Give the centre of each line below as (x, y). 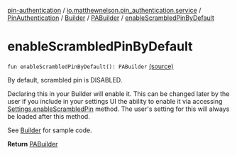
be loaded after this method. (49, 116)
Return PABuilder (33, 144)
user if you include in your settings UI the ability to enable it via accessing (115, 101)
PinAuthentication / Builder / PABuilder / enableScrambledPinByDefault (111, 18)
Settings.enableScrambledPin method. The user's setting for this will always (118, 109)
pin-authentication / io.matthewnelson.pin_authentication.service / (104, 10)
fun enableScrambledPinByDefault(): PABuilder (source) (90, 66)
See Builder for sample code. (50, 130)
